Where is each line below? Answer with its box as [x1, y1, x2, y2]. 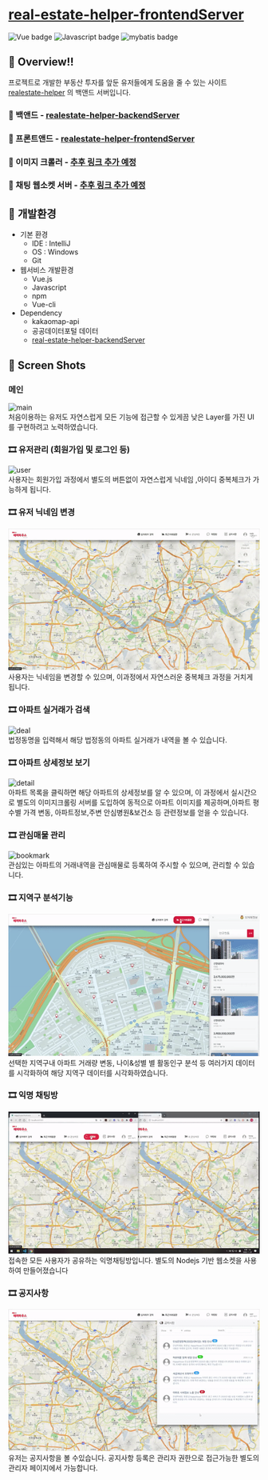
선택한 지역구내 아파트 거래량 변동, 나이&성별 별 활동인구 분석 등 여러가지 [8, 1058, 234, 1067]
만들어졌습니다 [22, 1266, 69, 1275]
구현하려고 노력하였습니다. [16, 422, 98, 431]
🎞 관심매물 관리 [8, 830, 66, 841]
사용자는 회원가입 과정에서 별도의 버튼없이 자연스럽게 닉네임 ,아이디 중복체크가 [8, 474, 251, 485]
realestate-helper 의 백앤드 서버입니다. [8, 87, 132, 97]
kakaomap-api [31, 317, 80, 326]
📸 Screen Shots [8, 358, 86, 372]
